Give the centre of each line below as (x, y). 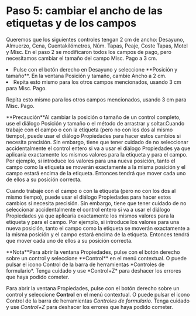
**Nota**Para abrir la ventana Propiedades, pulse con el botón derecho (93, 252)
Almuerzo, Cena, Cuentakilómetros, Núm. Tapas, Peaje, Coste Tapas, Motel (97, 46)
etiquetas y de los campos (71, 23)
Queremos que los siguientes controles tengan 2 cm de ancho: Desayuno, (95, 39)
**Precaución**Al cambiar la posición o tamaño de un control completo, (94, 117)
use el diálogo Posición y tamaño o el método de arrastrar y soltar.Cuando (95, 123)
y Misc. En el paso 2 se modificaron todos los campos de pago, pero (89, 52)
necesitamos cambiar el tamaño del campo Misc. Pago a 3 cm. (82, 58)
